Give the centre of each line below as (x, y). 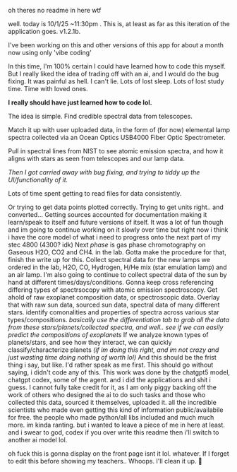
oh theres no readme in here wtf (55, 10)
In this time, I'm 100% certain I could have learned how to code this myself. (117, 66)
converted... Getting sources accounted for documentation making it (108, 214)
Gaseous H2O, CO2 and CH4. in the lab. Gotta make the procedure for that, (117, 252)
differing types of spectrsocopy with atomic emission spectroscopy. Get (113, 290)
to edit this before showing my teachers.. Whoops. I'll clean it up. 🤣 (105, 461)
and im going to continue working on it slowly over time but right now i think (118, 230)
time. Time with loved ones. (48, 89)
